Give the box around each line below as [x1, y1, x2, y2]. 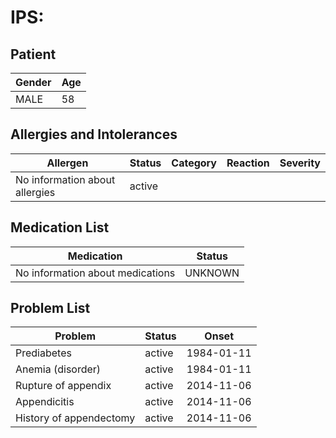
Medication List [10, 219, 110, 236]
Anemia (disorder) [15, 362, 102, 376]
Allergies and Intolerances [10, 126, 178, 143]
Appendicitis [15, 395, 75, 409]
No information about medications [15, 266, 176, 280]
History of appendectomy [15, 411, 136, 425]
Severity [279, 156, 321, 170]
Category [171, 156, 217, 170]
